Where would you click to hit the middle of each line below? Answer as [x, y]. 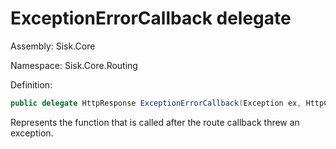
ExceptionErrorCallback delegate [151, 18]
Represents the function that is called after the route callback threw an [155, 122]
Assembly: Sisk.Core [53, 46]
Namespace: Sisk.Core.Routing [74, 65]
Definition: [31, 84]
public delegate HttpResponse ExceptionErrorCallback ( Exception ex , [156, 103]
